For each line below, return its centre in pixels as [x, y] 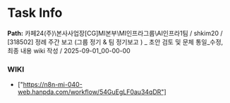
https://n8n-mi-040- [53, 85]
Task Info [35, 13]
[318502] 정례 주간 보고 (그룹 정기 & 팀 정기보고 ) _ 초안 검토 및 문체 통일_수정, [115, 42]
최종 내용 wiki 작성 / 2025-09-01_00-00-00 [69, 50]
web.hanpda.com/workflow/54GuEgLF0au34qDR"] [92, 92]
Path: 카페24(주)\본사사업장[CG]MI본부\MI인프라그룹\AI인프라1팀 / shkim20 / [115, 33]
